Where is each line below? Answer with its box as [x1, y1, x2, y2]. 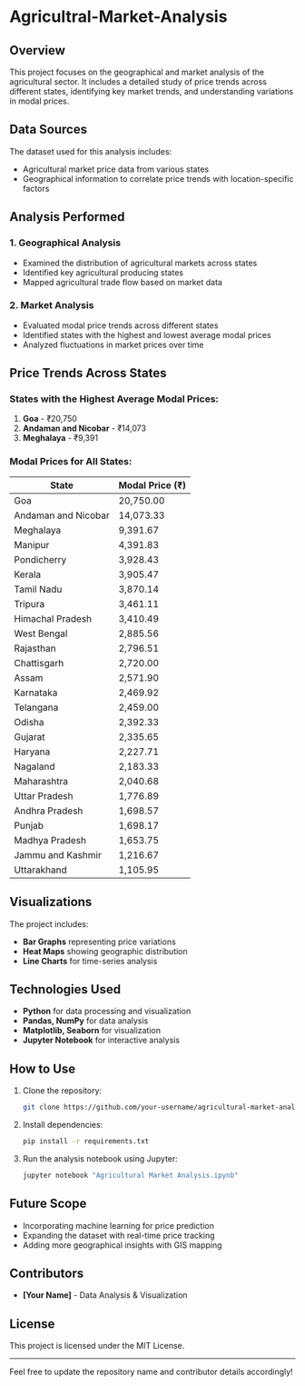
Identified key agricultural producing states [22, 266, 184, 278]
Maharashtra [14, 774, 69, 787]
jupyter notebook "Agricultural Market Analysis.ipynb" [22, 1171, 239, 1180]
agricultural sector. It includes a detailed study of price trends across [9, 76, 268, 87]
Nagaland [14, 760, 55, 773]
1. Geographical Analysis [9, 236, 121, 249]
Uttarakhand [14, 863, 67, 876]
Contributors [9, 1266, 84, 1281]
